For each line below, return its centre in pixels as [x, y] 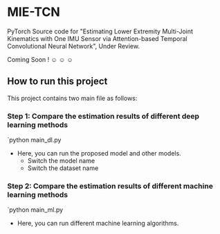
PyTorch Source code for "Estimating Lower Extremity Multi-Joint [100, 31]
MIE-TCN [34, 12]
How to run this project [57, 82]
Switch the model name [61, 161]
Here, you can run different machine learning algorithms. [98, 224]
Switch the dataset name [63, 168]
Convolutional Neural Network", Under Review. [74, 46]
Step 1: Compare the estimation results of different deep [103, 116]
